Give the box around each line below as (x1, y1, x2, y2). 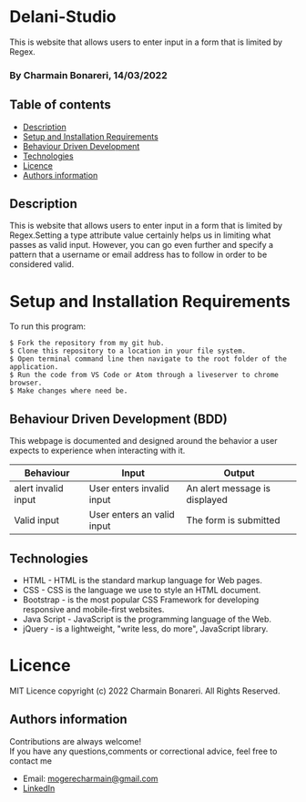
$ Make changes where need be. (9, 386, 128, 396)
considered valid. (9, 259, 75, 270)
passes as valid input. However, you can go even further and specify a (9, 240, 274, 251)
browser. (9, 378, 43, 388)
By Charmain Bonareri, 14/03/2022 (9, 68, 168, 81)
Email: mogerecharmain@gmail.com (22, 773, 158, 784)
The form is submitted (186, 514, 280, 527)
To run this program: (9, 321, 87, 332)
